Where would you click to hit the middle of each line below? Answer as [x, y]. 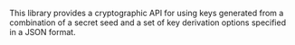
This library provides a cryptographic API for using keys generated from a [147, 13]
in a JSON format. [43, 32]
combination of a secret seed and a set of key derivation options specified [148, 22]
